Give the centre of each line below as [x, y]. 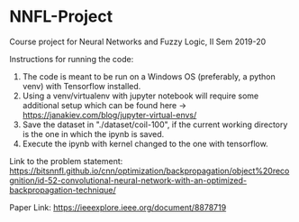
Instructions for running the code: [72, 59]
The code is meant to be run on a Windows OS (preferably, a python [149, 76]
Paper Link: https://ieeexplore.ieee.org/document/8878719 [118, 207]
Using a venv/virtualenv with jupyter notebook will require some [140, 96]
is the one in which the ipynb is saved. [93, 134]
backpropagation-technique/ [63, 190]
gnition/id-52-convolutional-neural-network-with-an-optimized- [128, 180]
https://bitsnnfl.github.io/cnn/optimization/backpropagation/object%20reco [149, 171]
